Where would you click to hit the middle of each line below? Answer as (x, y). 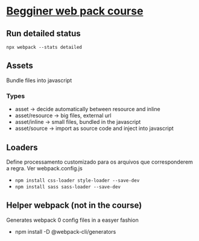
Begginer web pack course (75, 11)
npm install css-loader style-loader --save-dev (77, 180)
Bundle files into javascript (39, 80)
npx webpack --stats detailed (44, 47)
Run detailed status (44, 34)
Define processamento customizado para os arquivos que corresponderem (99, 162)
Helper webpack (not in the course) (74, 206)
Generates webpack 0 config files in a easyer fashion (72, 220)
